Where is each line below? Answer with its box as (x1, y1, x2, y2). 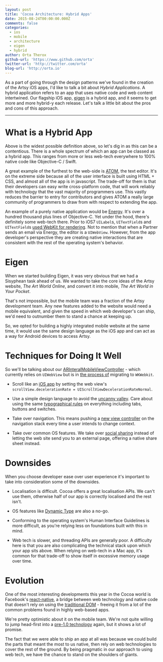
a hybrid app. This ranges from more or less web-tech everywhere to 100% (5, 153, 156, 159)
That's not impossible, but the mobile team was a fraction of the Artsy (5, 298, 145, 304)
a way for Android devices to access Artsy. (5, 333, 91, 339)
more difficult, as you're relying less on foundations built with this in (12, 523, 147, 528)
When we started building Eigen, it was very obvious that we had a (5, 273, 138, 278)
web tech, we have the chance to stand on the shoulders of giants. (5, 651, 138, 657)
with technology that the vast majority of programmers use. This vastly (5, 189, 147, 195)
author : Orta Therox (5, 52, 47, 58)
